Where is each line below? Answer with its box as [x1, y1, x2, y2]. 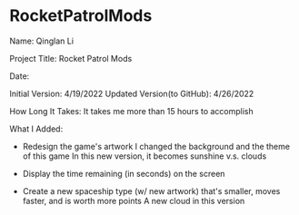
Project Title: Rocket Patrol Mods [9, 53, 133, 64]
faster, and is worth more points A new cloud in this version [22, 195, 245, 206]
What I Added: [9, 123, 64, 134]
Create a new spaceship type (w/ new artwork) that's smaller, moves [22, 185, 281, 196]
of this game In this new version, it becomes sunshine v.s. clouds [22, 151, 267, 161]
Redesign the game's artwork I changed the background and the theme [22, 141, 291, 151]
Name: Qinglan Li [9, 35, 75, 46]
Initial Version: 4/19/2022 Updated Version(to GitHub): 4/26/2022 [9, 88, 254, 99]
